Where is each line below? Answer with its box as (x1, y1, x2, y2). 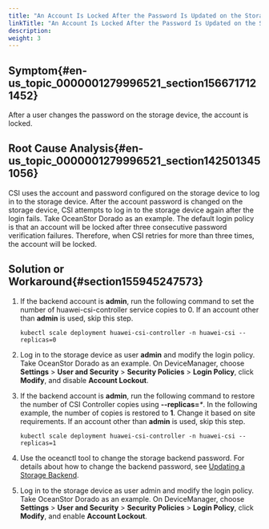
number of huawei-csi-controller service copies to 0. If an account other (19, 305, 259, 314)
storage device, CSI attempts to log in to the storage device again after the (8, 205, 255, 215)
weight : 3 (8, 34, 42, 42)
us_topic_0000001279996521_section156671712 (8, 76, 257, 90)
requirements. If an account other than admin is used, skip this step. (19, 416, 246, 426)
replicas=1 (19, 438, 57, 447)
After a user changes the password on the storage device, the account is (8, 110, 249, 120)
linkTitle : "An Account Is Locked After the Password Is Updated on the (8, 19, 256, 27)
